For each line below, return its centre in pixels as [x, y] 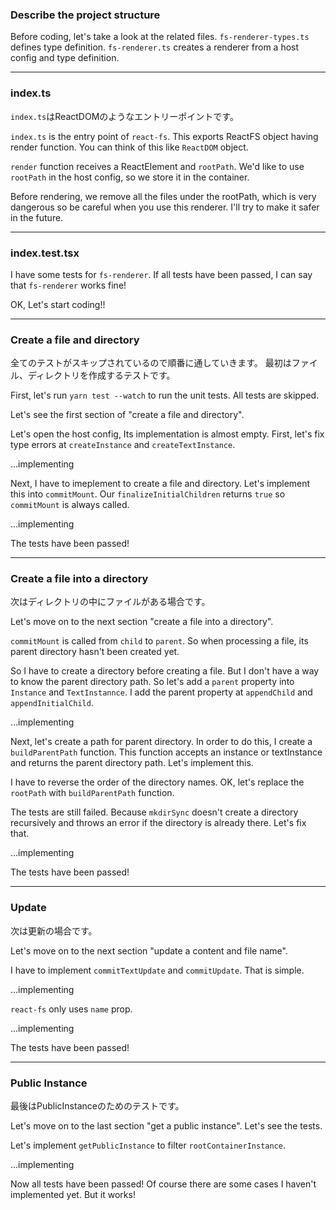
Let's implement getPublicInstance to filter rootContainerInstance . [148, 1145]
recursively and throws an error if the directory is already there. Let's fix [158, 823]
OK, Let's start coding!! [58, 304]
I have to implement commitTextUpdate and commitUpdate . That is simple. [157, 970]
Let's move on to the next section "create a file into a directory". [142, 622]
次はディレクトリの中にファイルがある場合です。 [110, 602]
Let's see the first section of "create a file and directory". [127, 415]
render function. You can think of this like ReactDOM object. [129, 147]
